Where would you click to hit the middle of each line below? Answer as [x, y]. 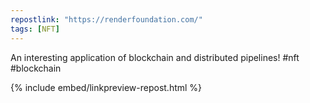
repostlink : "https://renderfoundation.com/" [106, 19]
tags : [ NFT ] [35, 29]
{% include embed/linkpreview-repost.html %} [106, 87]
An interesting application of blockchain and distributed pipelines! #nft [155, 57]
